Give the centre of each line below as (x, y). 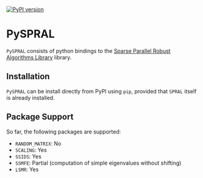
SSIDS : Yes (28, 156)
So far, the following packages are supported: (64, 132)
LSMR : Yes (27, 169)
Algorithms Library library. (39, 57)
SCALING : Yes (31, 150)
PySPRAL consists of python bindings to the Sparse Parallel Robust (88, 51)
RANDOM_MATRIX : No (38, 143)
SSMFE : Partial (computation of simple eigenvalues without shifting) (98, 163)
